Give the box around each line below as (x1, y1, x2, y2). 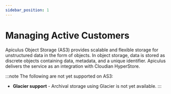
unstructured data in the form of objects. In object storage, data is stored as (5, 52, 165, 58)
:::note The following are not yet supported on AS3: (5, 73, 114, 79)
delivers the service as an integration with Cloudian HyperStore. (5, 63, 140, 69)
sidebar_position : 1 (5, 7, 50, 13)
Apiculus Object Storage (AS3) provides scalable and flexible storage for (5, 47, 159, 53)
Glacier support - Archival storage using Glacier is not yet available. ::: (12, 83, 162, 89)
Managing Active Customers (5, 29, 130, 41)
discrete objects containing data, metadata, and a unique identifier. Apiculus (5, 58, 166, 64)
